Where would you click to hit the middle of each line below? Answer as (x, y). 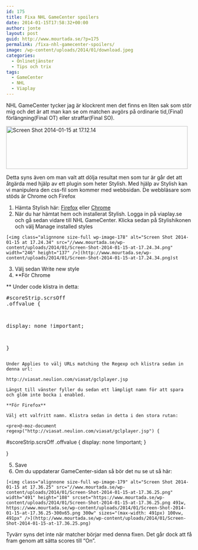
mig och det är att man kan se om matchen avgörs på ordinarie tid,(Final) (95, 111)
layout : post (22, 34)
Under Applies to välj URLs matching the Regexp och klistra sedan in (95, 364)
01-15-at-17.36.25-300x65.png (43, 513)
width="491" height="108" (38, 497)
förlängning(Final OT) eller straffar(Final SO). (61, 118)
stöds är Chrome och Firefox (41, 196)
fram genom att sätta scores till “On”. (51, 541)
